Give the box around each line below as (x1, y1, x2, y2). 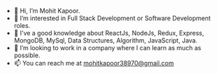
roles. (13, 22, 31, 29)
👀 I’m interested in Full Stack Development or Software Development (13, 14, 211, 22)
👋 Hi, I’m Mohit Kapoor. (13, 7, 80, 15)
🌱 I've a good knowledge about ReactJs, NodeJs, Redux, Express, (13, 29, 205, 37)
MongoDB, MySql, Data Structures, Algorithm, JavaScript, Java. (13, 36, 198, 45)
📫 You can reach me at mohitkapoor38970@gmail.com (13, 59, 175, 67)
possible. (13, 51, 41, 59)
